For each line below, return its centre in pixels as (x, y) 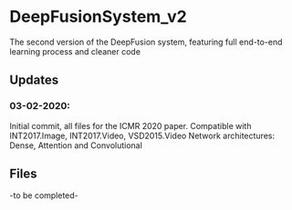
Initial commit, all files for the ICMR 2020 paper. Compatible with (130, 125)
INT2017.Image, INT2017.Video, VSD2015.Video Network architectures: (142, 135)
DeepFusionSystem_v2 (98, 17)
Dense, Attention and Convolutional (76, 145)
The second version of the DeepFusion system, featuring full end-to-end (146, 42)
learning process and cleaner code (75, 51)
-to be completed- (44, 195)
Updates (34, 80)
